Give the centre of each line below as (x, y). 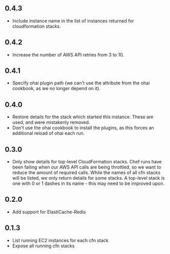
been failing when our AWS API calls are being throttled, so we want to (87, 167)
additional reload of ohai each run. (48, 133)
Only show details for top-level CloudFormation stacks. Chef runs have (87, 162)
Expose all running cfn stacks (43, 246)
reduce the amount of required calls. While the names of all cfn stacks (86, 173)
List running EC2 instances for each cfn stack (60, 240)
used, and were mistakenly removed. (51, 122)
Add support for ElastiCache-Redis (49, 211)
